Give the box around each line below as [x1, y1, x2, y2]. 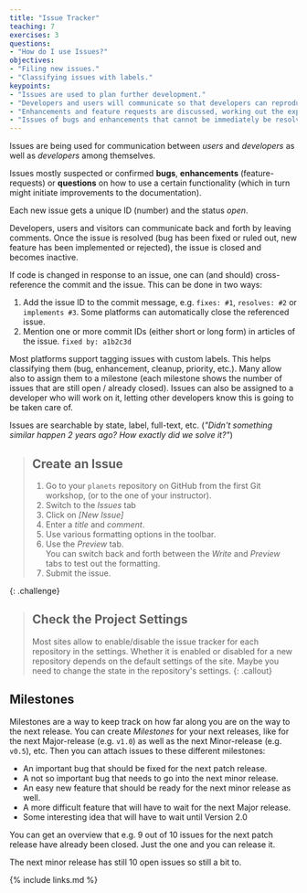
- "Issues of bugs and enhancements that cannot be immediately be [9, 115, 272, 124]
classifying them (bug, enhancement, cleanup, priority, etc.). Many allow [9, 363, 282, 375]
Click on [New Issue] [45, 509, 124, 520]
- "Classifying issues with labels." [9, 73, 153, 82]
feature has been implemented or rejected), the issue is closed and [9, 242, 262, 253]
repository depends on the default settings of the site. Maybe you [31, 655, 280, 666]
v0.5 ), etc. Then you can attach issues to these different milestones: [9, 745, 266, 756]
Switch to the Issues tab [45, 499, 137, 510]
